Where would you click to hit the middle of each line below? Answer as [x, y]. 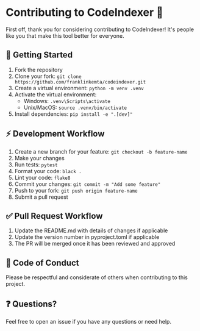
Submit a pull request [41, 197]
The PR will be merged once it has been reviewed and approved [95, 244]
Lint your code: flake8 [42, 177]
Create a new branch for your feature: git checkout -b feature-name [101, 151]
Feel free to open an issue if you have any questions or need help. [89, 322]
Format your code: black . [48, 171]
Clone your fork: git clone [48, 76]
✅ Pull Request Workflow [54, 216]
